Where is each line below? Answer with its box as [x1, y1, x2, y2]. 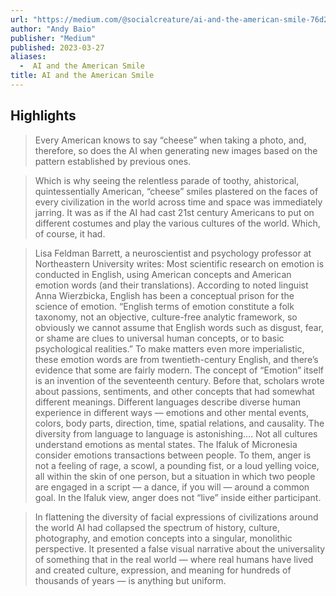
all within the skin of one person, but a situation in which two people [34, 470, 316, 482]
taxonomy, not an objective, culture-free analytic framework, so [34, 311, 298, 323]
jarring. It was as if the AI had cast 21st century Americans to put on [34, 206, 315, 218]
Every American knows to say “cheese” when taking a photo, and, [34, 134, 307, 146]
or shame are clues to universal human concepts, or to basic [34, 332, 285, 344]
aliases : [10, 52, 47, 62]
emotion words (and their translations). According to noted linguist [34, 279, 309, 291]
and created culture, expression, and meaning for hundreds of [34, 564, 292, 576]
